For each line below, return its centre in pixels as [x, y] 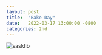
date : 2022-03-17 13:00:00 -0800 [51, 23]
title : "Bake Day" [31, 18]
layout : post [23, 12]
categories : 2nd [27, 29]
